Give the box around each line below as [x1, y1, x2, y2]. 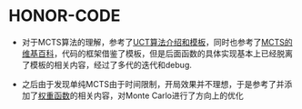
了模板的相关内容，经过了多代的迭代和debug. [21, 59, 192, 70]
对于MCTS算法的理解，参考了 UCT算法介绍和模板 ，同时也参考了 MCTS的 [21, 36, 293, 47]
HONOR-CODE [8, 5, 121, 26]
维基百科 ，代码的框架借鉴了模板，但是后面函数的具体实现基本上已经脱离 [21, 47, 293, 59]
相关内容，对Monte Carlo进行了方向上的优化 [77, 90, 245, 101]
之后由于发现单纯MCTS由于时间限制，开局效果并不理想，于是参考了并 [21, 78, 285, 89]
